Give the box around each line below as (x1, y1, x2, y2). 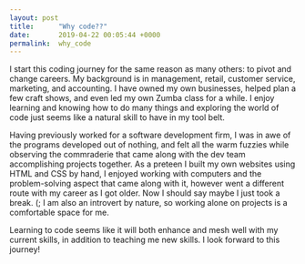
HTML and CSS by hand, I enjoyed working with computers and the (9, 168, 262, 179)
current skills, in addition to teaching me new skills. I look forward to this (9, 234, 280, 246)
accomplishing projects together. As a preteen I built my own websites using (9, 158, 296, 169)
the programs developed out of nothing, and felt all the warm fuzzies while (9, 139, 290, 150)
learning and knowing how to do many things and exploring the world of (9, 102, 280, 114)
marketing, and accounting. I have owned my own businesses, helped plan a (9, 83, 297, 94)
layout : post (9, 13, 59, 23)
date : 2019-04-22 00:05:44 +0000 (9, 30, 161, 39)
